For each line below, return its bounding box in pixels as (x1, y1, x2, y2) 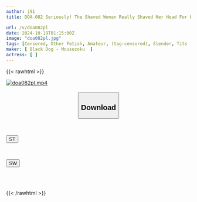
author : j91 (6, 8, 35, 15)
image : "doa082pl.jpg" (6, 36, 62, 42)
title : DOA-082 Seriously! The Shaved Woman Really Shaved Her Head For (6, 14, 188, 20)
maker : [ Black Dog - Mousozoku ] (6, 46, 93, 53)
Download (81, 103, 116, 112)
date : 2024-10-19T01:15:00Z (6, 30, 75, 36)
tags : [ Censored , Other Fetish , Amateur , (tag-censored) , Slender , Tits (6, 41, 188, 47)
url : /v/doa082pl (6, 25, 49, 30)
